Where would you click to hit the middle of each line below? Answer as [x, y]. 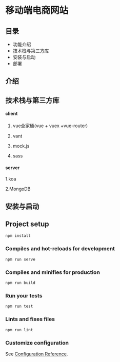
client [12, 114]
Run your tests [24, 295]
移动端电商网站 [37, 11]
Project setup [27, 224]
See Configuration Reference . [37, 354]
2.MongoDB [18, 189]
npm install [18, 236]
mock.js [21, 146]
